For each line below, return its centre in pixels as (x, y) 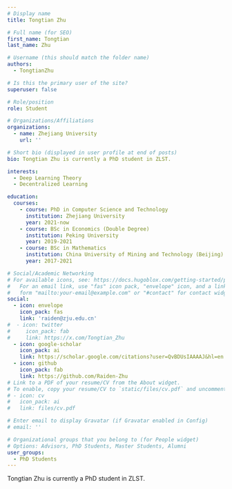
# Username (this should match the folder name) (78, 58)
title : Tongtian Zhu (37, 20)
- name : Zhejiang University (55, 134)
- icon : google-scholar (47, 344)
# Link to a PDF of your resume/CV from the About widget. (94, 383)
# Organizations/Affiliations (51, 121)
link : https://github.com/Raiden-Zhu (74, 376)
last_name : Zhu (29, 46)
